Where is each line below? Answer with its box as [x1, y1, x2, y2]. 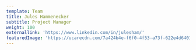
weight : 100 [6, 24, 35, 30]
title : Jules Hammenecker [6, 14, 69, 20]
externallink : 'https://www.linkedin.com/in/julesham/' [6, 30, 145, 36]
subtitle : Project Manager [6, 19, 72, 25]
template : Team [6, 8, 43, 14]
